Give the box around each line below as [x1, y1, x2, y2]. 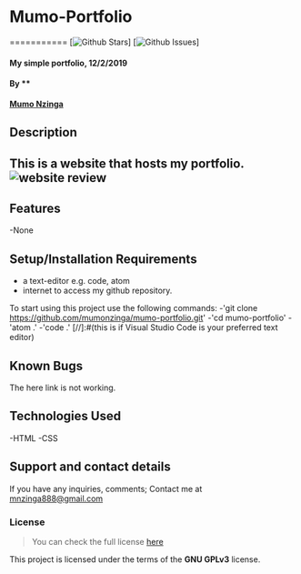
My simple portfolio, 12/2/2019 [9, 57, 128, 68]
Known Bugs [9, 357, 84, 374]
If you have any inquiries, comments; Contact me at [9, 483, 203, 494]
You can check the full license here [31, 536, 164, 547]
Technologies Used [9, 408, 121, 424]
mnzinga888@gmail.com [9, 493, 104, 504]
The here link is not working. [9, 382, 116, 393]
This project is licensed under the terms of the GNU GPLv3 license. [9, 553, 261, 565]
